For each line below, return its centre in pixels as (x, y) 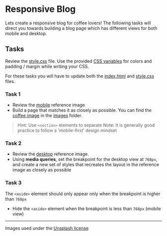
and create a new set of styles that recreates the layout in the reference (85, 164)
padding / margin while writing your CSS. (47, 66)
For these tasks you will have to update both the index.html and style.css (80, 76)
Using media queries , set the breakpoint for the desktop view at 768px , (85, 159)
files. (10, 81)
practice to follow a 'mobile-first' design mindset (67, 131)
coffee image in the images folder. (47, 116)
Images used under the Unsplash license (47, 228)
